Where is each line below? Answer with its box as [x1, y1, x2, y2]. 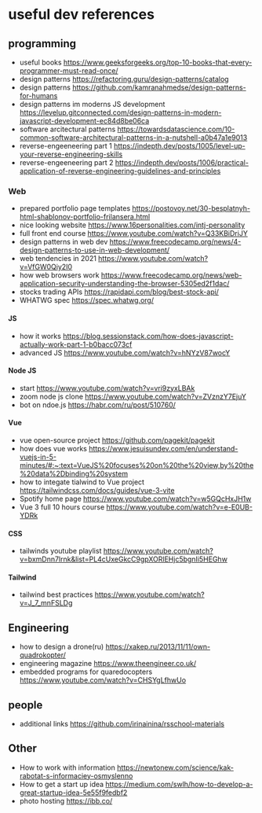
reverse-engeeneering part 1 [19, 142, 112, 150]
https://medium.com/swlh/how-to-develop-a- [105, 779, 253, 789]
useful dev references [8, 6, 155, 24]
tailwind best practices [19, 590, 93, 599]
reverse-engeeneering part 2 [19, 158, 114, 167]
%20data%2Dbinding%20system [19, 469, 128, 478]
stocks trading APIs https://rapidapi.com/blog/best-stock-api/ [19, 287, 220, 296]
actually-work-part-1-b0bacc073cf [19, 340, 133, 349]
